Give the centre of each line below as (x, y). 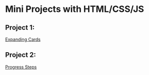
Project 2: (20, 55)
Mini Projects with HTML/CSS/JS (74, 9)
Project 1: (20, 28)
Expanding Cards (23, 39)
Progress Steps (21, 67)
